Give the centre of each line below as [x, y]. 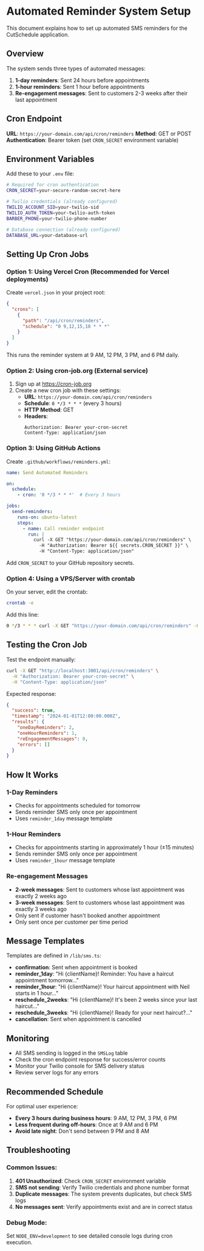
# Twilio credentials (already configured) [62, 202]
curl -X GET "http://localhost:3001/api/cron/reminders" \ [83, 671]
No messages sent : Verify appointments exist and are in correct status [104, 1207]
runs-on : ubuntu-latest [47, 517]
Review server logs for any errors [57, 1072]
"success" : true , [34, 711]
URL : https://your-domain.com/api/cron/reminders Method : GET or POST [99, 133]
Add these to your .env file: [40, 174]
